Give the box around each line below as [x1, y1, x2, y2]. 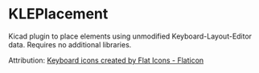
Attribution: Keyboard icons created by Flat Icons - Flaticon [8, 55, 204, 65]
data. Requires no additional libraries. [8, 39, 132, 49]
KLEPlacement [8, 5, 109, 23]
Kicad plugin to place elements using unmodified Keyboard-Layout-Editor [8, 31, 252, 41]
